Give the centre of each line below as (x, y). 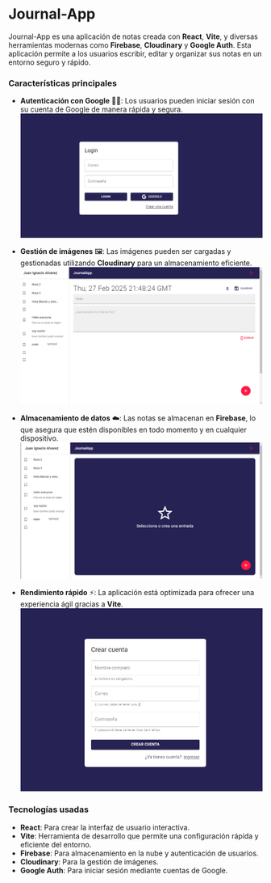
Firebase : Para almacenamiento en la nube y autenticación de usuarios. (139, 853)
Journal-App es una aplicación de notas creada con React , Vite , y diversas (133, 36)
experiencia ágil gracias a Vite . (71, 604)
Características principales (63, 83)
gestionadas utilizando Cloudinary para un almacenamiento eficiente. (136, 263)
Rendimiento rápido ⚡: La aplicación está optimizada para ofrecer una (137, 592)
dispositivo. (39, 438)
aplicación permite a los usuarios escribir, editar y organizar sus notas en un (135, 53)
